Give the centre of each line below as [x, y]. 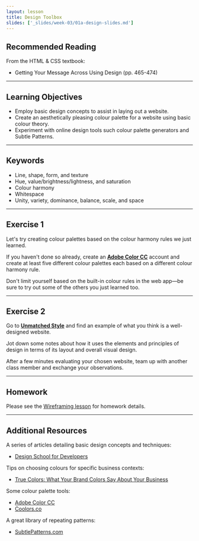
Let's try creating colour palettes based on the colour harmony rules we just [99, 239]
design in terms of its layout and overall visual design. [72, 350]
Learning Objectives [44, 97]
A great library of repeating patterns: [51, 520]
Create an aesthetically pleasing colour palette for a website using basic [103, 117]
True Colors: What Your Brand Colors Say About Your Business [92, 480]
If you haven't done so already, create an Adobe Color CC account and [93, 257]
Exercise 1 [25, 224]
